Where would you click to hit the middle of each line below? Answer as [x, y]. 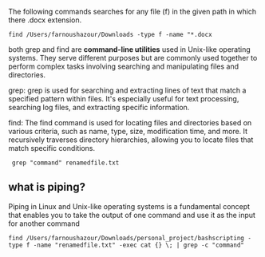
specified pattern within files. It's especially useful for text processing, [124, 99]
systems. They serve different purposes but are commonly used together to [133, 58]
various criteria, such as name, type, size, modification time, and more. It [128, 131]
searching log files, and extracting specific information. [99, 107]
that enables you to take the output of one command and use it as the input [132, 215]
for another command [44, 223]
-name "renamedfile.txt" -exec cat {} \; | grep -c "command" [139, 245]
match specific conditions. [52, 148]
